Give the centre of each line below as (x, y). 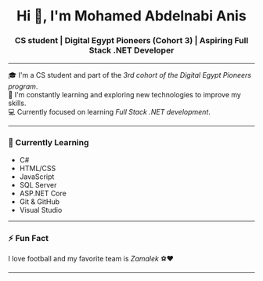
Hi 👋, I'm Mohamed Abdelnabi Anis (131, 16)
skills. (17, 103)
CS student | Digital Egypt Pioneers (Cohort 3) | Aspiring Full (131, 41)
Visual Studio (41, 210)
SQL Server (38, 184)
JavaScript (37, 177)
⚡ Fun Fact (29, 238)
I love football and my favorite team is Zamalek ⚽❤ (91, 259)
